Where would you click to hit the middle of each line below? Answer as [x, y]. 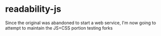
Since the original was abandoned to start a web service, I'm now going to [81, 23]
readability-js [33, 9]
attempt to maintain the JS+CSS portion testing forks [59, 28]
